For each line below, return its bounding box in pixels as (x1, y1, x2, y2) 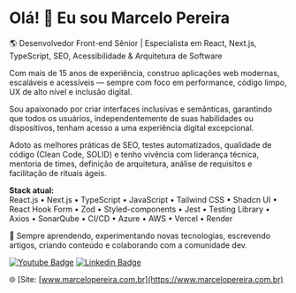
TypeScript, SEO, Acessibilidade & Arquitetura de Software (9, 50, 223, 61)
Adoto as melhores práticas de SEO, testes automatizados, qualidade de (9, 139, 272, 150)
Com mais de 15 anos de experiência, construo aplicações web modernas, (9, 67, 280, 78)
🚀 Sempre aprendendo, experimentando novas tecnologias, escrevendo (9, 230, 271, 241)
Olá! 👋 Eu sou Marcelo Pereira (9, 8, 230, 28)
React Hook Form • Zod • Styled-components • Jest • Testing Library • (9, 204, 270, 214)
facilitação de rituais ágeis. (9, 167, 108, 178)
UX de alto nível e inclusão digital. (9, 86, 133, 96)
